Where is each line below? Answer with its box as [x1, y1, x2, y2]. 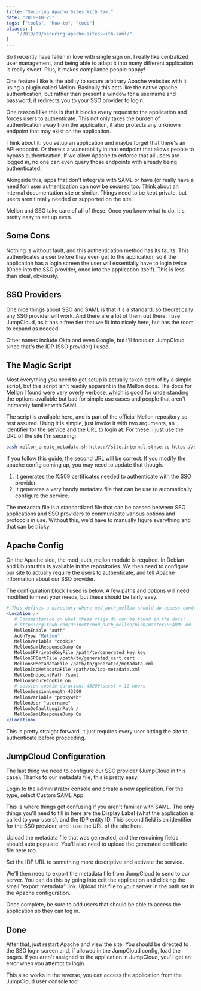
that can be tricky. [6, 523, 51, 530]
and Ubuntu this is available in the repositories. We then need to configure [6, 563, 189, 570]
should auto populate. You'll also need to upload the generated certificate [6, 840, 187, 847]
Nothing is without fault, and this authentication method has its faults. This [6, 247, 190, 254]
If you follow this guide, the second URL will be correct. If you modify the [6, 455, 186, 462]
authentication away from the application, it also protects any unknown [6, 121, 181, 128]
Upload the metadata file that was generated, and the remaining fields [6, 834, 179, 841]
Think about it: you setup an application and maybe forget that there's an [6, 139, 186, 146]
